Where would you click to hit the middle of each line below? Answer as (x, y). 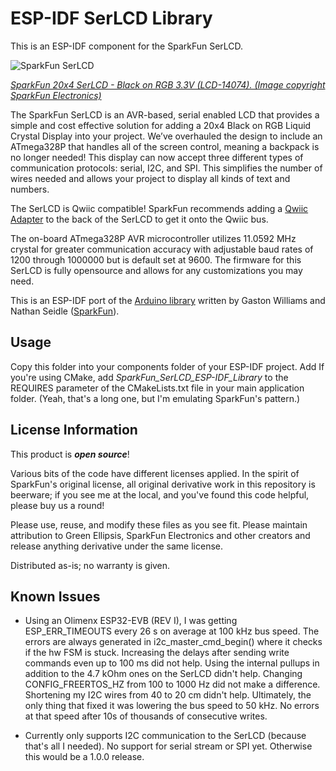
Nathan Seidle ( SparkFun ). (65, 311)
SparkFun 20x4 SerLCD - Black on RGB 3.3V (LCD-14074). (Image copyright (168, 84)
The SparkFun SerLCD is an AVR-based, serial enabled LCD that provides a (165, 114)
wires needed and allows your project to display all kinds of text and (150, 178)
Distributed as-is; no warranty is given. (90, 565)
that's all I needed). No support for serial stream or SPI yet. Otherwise (168, 746)
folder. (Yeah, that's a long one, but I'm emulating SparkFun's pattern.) (155, 398)
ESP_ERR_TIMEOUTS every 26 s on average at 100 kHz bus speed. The (172, 631)
